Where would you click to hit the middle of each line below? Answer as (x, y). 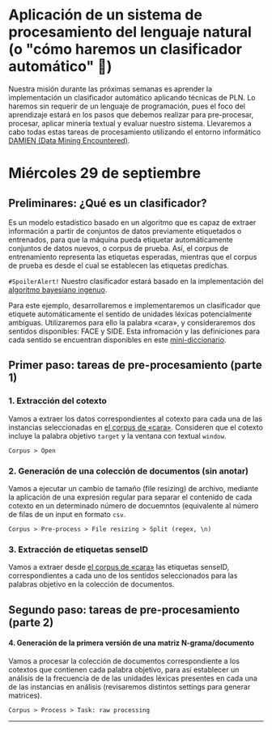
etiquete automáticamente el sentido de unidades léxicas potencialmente (130, 314)
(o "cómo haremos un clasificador (125, 49)
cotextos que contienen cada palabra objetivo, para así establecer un (124, 669)
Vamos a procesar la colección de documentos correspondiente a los (124, 660)
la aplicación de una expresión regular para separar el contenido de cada (130, 497)
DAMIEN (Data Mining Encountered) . (69, 140)
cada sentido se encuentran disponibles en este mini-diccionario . (117, 340)
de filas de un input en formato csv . (67, 514)
